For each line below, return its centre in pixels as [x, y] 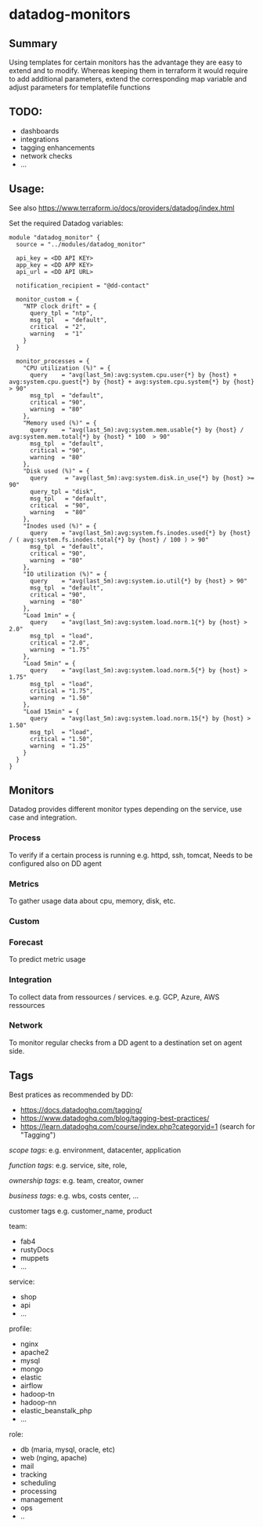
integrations [40, 139]
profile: [20, 1328]
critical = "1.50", [61, 739]
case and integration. [43, 817]
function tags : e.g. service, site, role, [68, 1165]
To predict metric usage [47, 959]
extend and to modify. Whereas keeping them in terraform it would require [129, 71]
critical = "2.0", [59, 643]
